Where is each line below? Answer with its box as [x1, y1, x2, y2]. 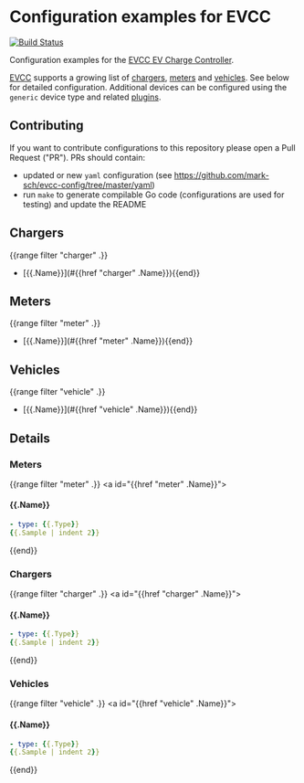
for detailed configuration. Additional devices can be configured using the [9, 81, 288, 92]
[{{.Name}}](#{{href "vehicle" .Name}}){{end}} [22, 404, 198, 415]
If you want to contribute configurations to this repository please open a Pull [9, 142, 296, 153]
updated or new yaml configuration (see [22, 169, 173, 180]
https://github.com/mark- [173, 169, 269, 180]
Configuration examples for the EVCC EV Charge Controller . [9, 54, 235, 65]
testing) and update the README [22, 198, 147, 209]
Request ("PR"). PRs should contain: [9, 152, 146, 163]
